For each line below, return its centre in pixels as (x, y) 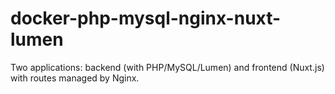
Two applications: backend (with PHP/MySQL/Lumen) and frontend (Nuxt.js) (167, 67)
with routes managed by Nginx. (75, 78)
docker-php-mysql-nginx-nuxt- (146, 18)
